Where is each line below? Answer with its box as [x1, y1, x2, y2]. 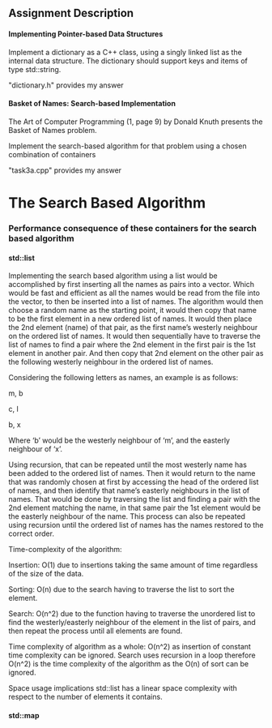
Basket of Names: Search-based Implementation [8, 99, 176, 109]
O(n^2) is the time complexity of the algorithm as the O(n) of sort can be [8, 659, 249, 669]
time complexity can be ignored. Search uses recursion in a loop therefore [8, 650, 257, 660]
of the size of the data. [8, 569, 84, 579]
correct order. [8, 529, 55, 538]
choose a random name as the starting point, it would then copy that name [8, 306, 257, 315]
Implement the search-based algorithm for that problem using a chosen [8, 141, 247, 151]
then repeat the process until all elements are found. [8, 626, 183, 636]
